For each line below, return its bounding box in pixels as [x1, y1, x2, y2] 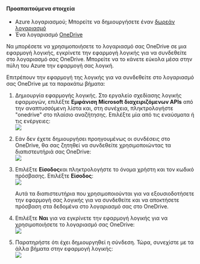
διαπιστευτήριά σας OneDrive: [14, 148, 92, 155]
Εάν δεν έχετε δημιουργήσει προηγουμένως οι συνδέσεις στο [14, 135, 170, 143]
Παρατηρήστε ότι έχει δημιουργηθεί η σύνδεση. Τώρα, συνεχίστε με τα [14, 239, 194, 246]
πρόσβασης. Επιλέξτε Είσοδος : [14, 172, 94, 179]
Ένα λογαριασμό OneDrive [14, 31, 83, 39]
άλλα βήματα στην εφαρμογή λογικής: [14, 245, 113, 253]
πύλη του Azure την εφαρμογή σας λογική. [6, 62, 114, 69]
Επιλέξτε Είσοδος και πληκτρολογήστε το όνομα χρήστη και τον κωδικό [14, 166, 195, 173]
